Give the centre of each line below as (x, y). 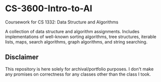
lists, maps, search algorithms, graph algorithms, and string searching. (76, 41)
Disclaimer (22, 57)
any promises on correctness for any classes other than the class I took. (78, 74)
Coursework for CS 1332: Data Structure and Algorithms (62, 22)
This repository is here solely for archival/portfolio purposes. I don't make (79, 69)
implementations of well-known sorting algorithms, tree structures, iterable (81, 37)
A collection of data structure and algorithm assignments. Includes (72, 31)
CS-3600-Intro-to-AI (49, 9)
